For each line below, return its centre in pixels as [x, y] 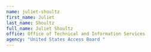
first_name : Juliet [30, 17]
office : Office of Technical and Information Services [76, 34]
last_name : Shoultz [30, 23]
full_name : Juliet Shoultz [40, 28]
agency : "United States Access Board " [56, 39]
